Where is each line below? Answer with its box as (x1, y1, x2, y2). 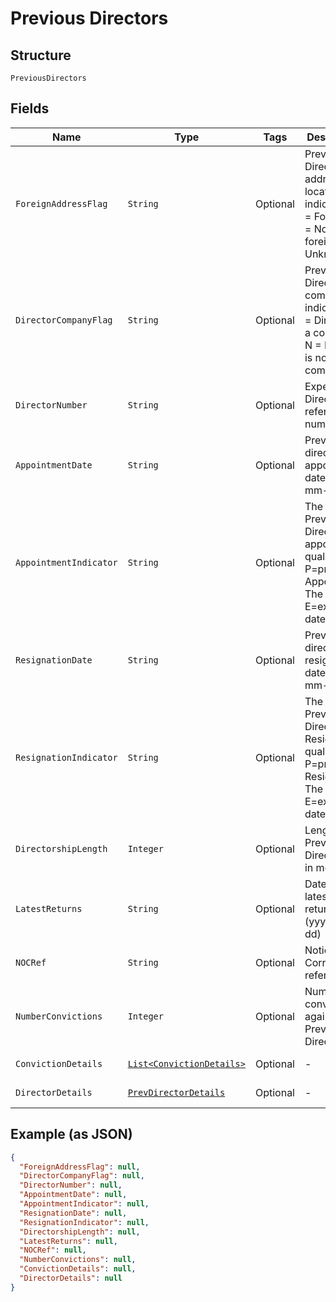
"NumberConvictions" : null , (19, 1255, 137, 1265)
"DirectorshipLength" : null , (19, 1227, 141, 1237)
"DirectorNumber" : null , (19, 1180, 123, 1191)
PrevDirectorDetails (127, 1087, 226, 1098)
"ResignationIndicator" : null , (19, 1217, 150, 1227)
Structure (10, 47, 72, 64)
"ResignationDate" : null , (19, 1208, 128, 1218)
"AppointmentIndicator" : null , (19, 1199, 150, 1209)
